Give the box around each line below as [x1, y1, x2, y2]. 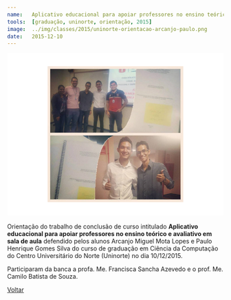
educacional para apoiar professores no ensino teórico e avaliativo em [7, 230, 212, 238]
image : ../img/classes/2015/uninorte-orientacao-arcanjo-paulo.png [7, 25, 208, 32]
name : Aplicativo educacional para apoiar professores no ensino [7, 11, 205, 18]
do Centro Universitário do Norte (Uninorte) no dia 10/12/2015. [7, 252, 183, 260]
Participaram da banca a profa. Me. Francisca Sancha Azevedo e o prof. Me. [7, 265, 223, 273]
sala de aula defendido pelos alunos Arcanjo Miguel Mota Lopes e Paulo [7, 237, 212, 246]
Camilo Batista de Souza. [7, 272, 78, 281]
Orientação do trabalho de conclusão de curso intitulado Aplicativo [7, 222, 199, 231]
